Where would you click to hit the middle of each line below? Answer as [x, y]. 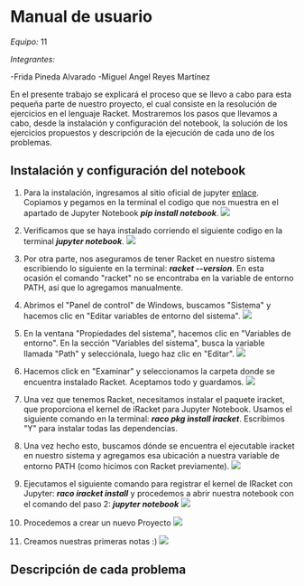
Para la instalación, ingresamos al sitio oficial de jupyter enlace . [141, 193]
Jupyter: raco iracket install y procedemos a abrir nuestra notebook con [158, 493]
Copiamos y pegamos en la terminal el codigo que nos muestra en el [151, 202]
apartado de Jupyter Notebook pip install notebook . [121, 213]
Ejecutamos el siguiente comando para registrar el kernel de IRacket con [158, 483]
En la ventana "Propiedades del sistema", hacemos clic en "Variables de [157, 333]
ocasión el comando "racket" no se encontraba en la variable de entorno [158, 278]
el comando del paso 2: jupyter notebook [101, 504]
